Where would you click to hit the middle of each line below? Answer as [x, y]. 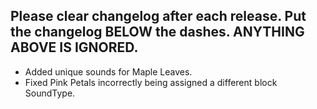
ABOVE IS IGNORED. [74, 47]
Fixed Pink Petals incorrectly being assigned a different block [151, 82]
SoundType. [50, 93]
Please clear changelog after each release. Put [158, 16]
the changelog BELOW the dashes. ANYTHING [157, 32]
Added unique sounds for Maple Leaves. [108, 71]
